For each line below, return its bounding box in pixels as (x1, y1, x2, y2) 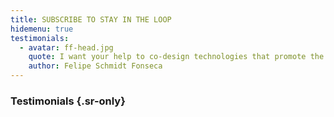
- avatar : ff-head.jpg (19, 42, 114, 53)
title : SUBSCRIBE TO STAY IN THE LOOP (10, 14, 172, 25)
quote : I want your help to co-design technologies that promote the (28, 52, 325, 62)
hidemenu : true (10, 24, 74, 34)
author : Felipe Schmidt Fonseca (28, 61, 163, 71)
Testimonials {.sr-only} (10, 94, 126, 108)
